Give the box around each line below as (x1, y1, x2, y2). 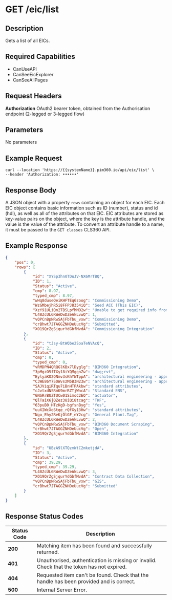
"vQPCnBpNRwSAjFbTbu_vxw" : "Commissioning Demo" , (32, 317, 141, 322)
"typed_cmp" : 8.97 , (32, 293, 74, 298)
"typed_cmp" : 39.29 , (32, 464, 77, 469)
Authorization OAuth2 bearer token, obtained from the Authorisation (5, 105, 150, 111)
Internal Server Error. (36, 586, 88, 593)
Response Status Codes (5, 512, 83, 521)
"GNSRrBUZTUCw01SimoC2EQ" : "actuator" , (32, 393, 118, 398)
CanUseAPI (12, 66, 37, 72)
